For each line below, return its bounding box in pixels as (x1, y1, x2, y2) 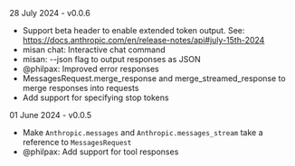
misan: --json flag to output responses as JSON (22, 54, 201, 64)
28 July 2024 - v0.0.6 (9, 8, 90, 18)
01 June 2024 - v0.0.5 (9, 110, 92, 120)
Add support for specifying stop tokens (22, 92, 169, 103)
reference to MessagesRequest (22, 137, 132, 147)
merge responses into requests (22, 83, 139, 93)
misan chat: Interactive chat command (22, 44, 166, 55)
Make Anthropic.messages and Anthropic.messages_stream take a (22, 127, 263, 138)
